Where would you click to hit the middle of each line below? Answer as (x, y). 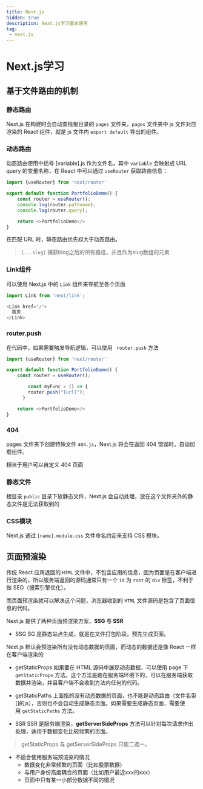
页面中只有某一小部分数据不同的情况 (69, 780)
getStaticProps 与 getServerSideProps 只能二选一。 (85, 744)
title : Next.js (25, 12)
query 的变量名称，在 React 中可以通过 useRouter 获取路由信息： (87, 171)
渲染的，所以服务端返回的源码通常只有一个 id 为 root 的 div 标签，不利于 (102, 580)
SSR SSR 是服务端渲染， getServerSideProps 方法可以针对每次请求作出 (104, 724)
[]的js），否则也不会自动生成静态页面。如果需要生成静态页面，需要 (97, 703)
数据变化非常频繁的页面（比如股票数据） (75, 765)
